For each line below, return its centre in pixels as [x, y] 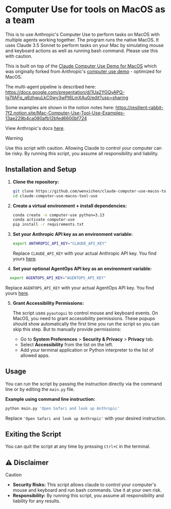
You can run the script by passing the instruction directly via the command [84, 383]
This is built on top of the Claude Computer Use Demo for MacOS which [81, 66]
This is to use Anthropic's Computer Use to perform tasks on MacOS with [82, 34]
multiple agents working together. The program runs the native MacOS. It [82, 40]
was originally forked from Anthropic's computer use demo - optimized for [83, 71]
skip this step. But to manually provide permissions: [67, 329]
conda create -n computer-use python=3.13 [58, 215]
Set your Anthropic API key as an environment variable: [72, 234]
